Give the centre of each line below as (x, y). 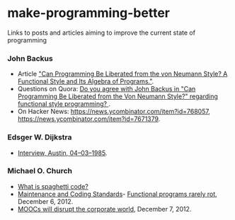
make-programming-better (88, 13)
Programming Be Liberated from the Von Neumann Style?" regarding (117, 96)
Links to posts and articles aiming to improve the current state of (102, 33)
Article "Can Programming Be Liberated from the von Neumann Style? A (122, 74)
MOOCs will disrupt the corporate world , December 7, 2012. (104, 209)
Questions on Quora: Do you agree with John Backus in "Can (107, 89)
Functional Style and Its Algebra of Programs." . (86, 81)
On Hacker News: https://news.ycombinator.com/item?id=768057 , (114, 112)
